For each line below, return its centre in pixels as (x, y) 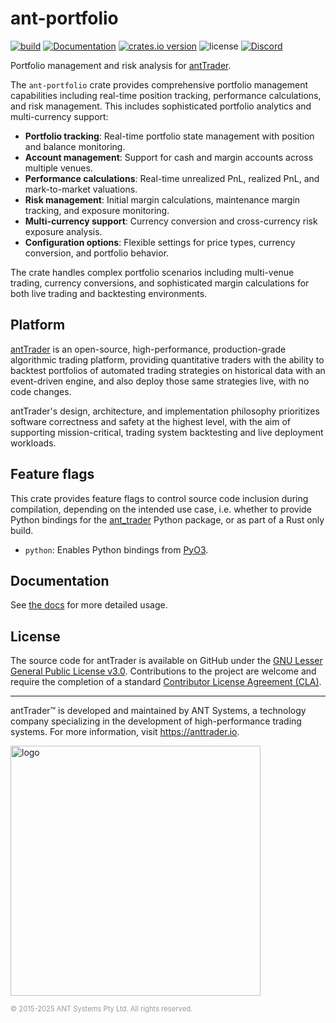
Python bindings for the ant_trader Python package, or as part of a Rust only (167, 519)
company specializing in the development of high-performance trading (156, 721)
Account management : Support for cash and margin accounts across (169, 157)
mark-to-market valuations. (81, 189)
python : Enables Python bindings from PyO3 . (116, 549)
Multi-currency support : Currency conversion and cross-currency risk (171, 221)
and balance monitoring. (75, 146)
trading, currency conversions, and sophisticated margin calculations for (160, 283)
